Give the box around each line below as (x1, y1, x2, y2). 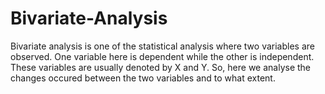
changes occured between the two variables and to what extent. (10, 72, 276, 84)
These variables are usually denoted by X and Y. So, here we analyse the (10, 61, 312, 73)
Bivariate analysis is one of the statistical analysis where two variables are (10, 40, 315, 52)
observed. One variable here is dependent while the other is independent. (10, 50, 315, 62)
